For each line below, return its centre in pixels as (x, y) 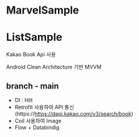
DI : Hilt (24, 100)
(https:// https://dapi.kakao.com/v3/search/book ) (74, 113)
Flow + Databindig (37, 127)
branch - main (33, 86)
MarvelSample (43, 10)
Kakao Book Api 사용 (31, 54)
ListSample (34, 37)
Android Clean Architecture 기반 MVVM (54, 67)
